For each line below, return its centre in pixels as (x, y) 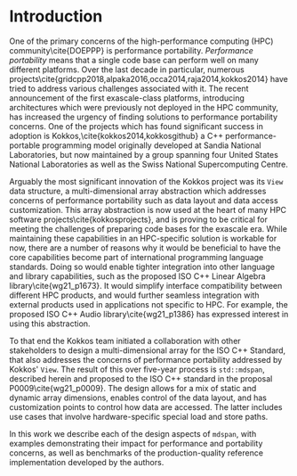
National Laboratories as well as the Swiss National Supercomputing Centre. (149, 164)
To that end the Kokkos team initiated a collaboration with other (125, 341)
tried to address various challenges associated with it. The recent (129, 88)
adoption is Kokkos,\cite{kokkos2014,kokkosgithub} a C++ (116, 135)
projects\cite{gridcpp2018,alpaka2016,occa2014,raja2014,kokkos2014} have (149, 78)
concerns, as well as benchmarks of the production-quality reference (136, 453)
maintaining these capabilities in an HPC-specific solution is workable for (143, 238)
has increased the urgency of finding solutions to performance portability (144, 117)
